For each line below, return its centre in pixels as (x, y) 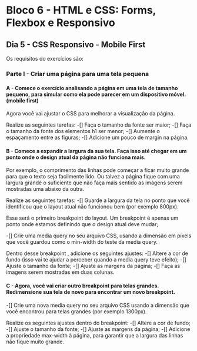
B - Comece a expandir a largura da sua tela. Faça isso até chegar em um (96, 151)
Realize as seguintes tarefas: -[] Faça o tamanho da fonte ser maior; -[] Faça (99, 125)
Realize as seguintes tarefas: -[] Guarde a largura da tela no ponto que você (98, 200)
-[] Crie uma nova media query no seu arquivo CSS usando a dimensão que (98, 305)
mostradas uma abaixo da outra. (45, 189)
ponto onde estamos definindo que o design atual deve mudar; (82, 224)
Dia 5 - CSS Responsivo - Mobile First (76, 44)
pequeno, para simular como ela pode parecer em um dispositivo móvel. (96, 94)
